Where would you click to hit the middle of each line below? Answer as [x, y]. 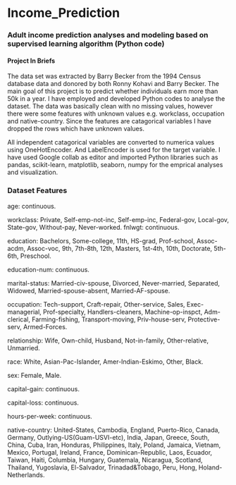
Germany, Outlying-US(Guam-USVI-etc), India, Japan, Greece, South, [108, 437]
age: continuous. [32, 206]
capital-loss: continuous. [43, 403]
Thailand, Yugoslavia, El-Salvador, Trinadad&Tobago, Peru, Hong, [102, 467]
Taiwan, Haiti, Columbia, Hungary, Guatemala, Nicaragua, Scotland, [105, 460]
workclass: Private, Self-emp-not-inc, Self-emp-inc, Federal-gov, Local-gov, [118, 219]
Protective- [204, 319]
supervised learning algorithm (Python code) [86, 44]
